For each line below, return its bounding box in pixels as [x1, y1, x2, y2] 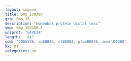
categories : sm [5, 48, 36, 53]
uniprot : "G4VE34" [5, 30, 43, 35]
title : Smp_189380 [5, 12, 43, 17]
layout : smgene [5, 7, 36, 12]
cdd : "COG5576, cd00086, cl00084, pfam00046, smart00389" [5, 39, 127, 44]
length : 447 [5, 35, 34, 40]
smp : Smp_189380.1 [5, 26, 43, 30]
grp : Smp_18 [5, 16, 30, 21]
